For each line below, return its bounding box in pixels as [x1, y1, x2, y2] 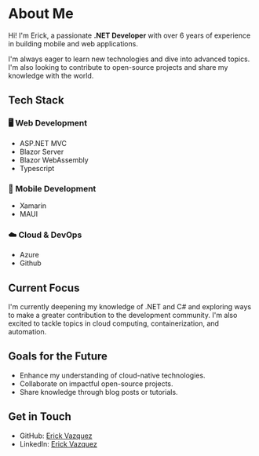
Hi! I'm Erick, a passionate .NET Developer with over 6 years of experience [8, 31, 251, 40]
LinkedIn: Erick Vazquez [19, 439, 98, 448]
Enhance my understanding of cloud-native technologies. [19, 370, 206, 380]
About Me [8, 5, 74, 23]
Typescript [19, 163, 55, 173]
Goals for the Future [8, 350, 108, 363]
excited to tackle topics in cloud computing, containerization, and [8, 319, 220, 328]
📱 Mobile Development [8, 183, 97, 194]
